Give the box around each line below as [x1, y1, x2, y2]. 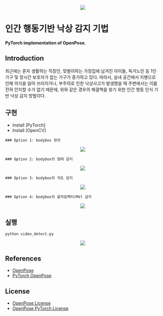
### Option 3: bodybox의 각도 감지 [5, 176, 73, 181]
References [5, 254, 41, 263]
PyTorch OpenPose [12, 272, 52, 279]
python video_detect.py [5, 231, 54, 237]
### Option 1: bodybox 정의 [5, 137, 61, 143]
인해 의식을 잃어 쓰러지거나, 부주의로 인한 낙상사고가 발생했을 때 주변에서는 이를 [5, 80, 158, 86]
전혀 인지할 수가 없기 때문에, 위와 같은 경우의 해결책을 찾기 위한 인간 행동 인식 [5, 87, 154, 92]
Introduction [5, 54, 44, 63]
